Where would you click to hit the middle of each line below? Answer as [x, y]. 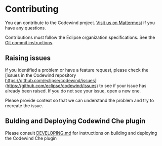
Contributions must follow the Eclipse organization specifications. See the [80, 37]
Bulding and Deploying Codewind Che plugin [75, 121]
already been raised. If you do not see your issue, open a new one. [73, 91]
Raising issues [28, 58]
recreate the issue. [24, 105]
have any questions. [25, 28]
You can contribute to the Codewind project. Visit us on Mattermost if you [80, 23]
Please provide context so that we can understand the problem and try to [80, 100]
